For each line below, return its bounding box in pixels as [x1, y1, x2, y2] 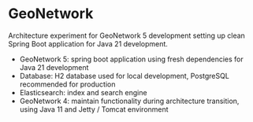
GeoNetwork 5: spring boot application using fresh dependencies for [19, 54, 244, 64]
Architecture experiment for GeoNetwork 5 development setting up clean [8, 31, 246, 40]
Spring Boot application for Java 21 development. [8, 39, 168, 48]
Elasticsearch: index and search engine [19, 87, 147, 97]
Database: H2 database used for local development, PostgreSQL [19, 71, 230, 80]
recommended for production [19, 79, 116, 89]
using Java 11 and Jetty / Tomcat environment [19, 104, 169, 114]
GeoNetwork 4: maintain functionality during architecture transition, [19, 96, 240, 105]
